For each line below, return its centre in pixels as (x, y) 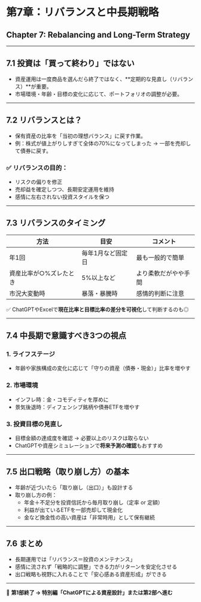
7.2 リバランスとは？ (44, 120)
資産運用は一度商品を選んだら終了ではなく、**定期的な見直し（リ (96, 79)
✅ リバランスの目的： (37, 168)
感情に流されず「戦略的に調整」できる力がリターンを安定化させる (96, 567)
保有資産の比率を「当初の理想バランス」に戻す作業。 (80, 136)
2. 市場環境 (22, 385)
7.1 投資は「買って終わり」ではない (70, 63)
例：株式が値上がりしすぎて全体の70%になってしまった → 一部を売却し (103, 143)
